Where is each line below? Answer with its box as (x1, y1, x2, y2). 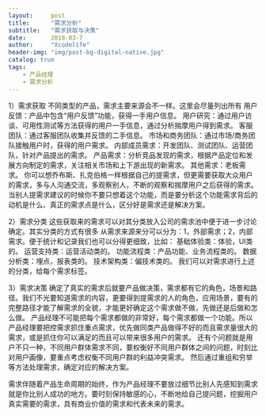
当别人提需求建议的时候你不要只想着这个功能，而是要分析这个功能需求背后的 (8, 189, 258, 199)
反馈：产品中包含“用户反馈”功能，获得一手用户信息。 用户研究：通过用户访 (8, 110, 253, 120)
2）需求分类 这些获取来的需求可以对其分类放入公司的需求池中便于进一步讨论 (8, 216, 257, 226)
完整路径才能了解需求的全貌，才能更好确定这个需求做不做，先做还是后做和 (8, 303, 251, 312)
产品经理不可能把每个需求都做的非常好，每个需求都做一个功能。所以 (30, 312, 253, 322)
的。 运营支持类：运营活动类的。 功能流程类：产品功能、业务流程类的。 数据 (8, 246, 257, 256)
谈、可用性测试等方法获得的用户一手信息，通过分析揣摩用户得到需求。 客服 (8, 120, 253, 130)
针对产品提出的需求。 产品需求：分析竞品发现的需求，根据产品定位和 (21, 150, 246, 159)
